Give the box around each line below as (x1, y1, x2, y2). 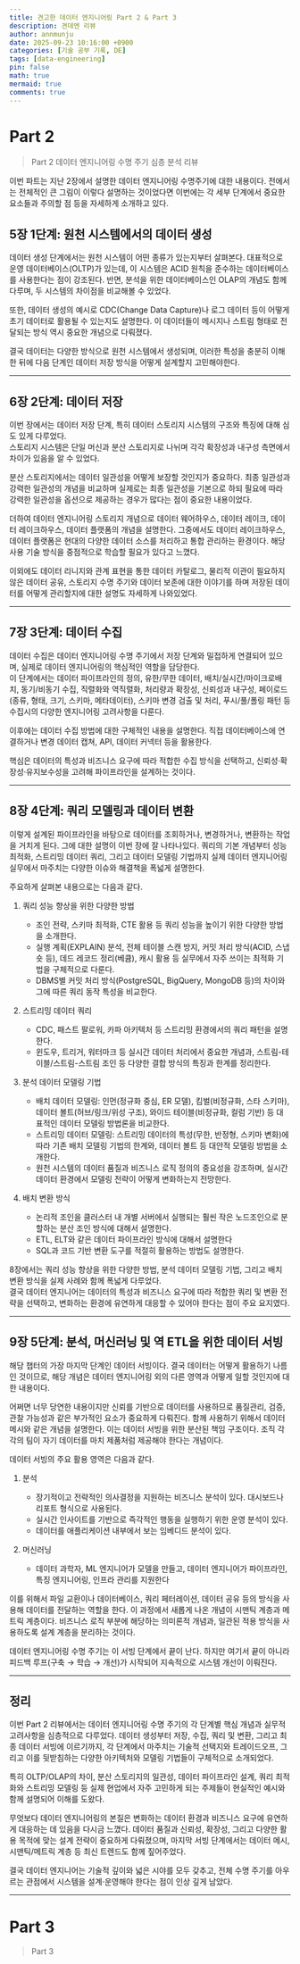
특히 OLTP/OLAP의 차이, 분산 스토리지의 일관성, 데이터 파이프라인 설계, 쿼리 (9, 1771, 274, 1782)
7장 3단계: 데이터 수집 (9, 625, 123, 640)
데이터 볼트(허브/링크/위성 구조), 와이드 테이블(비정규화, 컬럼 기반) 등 (35, 1106, 275, 1117)
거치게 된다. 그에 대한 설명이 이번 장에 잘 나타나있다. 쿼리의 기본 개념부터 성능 (18, 840, 287, 851)
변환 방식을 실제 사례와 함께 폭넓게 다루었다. (9, 1275, 162, 1286)
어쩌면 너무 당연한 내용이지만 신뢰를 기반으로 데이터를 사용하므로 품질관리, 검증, (9, 1401, 286, 1411)
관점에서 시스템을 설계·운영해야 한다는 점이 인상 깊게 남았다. (25, 1877, 234, 1887)
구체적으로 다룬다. (52, 963, 115, 974)
